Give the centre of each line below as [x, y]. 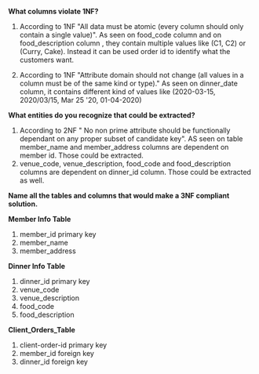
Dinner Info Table [36, 266]
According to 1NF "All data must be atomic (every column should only [131, 26]
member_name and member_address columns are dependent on [124, 147]
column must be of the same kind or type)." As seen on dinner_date [128, 83]
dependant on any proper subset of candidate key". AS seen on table [131, 139]
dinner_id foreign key [54, 361]
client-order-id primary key [63, 345]
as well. [32, 180]
